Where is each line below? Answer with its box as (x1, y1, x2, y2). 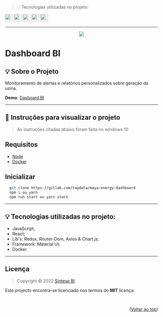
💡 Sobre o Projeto (5, 67, 59, 75)
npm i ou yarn (9, 190, 38, 195)
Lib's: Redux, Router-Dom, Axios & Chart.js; (12, 236, 99, 242)
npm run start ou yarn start (9, 195, 68, 200)
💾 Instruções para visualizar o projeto (5, 113, 120, 122)
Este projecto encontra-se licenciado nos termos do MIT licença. (5, 287, 135, 293)
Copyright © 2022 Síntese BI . (16, 278, 76, 284)
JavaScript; (12, 225, 35, 231)
